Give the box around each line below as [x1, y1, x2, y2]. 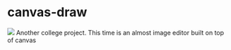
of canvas [7, 36, 37, 44]
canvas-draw [7, 4, 88, 20]
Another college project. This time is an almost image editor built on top [16, 28, 225, 37]
